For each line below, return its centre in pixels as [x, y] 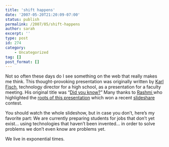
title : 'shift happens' [30, 10]
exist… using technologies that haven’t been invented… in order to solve [80, 124]
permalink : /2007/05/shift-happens [43, 24]
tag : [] [13, 57]
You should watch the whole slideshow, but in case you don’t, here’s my [80, 113]
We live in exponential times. [35, 139]
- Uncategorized [32, 52]
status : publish [22, 19]
